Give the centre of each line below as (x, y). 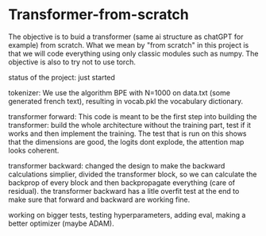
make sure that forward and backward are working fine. (99, 199)
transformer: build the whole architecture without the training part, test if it (130, 125)
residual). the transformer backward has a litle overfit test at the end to (124, 191)
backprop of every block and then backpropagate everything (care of (122, 182)
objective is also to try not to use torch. (72, 62)
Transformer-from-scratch (98, 15)
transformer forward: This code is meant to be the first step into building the (133, 116)
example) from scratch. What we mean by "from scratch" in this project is (129, 44)
